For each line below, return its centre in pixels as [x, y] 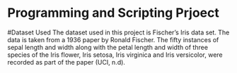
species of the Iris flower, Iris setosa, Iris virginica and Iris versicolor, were [115, 55]
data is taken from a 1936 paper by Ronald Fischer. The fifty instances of [113, 39]
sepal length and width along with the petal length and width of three [108, 47]
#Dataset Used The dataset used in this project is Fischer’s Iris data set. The [118, 32]
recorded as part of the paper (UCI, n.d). [67, 62]
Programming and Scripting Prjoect [113, 13]
